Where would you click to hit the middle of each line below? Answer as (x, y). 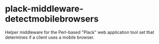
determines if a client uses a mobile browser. (50, 37)
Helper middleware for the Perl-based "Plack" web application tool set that (79, 32)
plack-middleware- (44, 9)
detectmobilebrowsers (52, 19)
